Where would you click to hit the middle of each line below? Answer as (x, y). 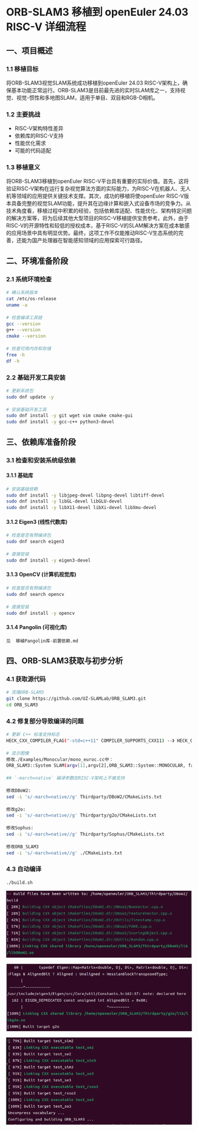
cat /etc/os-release (32, 299)
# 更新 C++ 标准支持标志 (33, 735)
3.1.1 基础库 (20, 475)
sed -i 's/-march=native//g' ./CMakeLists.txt (64, 853)
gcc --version (24, 324)
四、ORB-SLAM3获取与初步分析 (65, 661)
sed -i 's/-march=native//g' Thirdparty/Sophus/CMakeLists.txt (85, 834)
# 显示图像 (18, 753)
